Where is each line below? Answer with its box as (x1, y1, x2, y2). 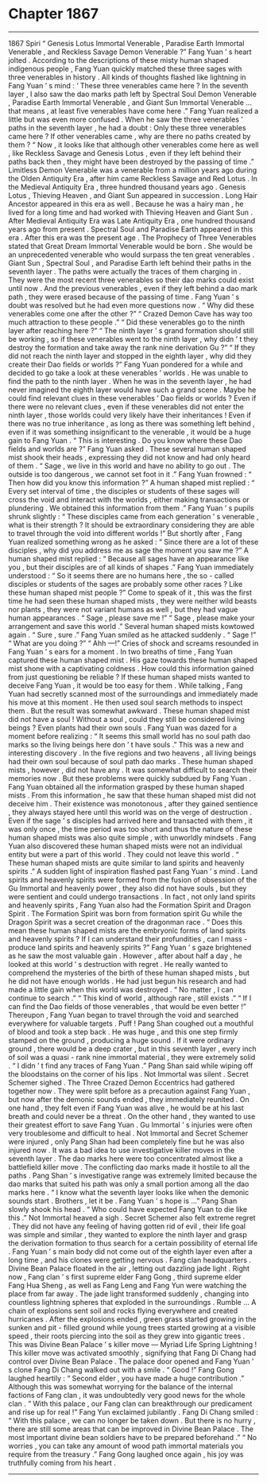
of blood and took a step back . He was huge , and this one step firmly (8, 1027, 238, 1036)
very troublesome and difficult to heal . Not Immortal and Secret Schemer (8, 1128, 249, 1138)
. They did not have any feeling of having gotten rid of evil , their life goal (8, 1221, 246, 1231)
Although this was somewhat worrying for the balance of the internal (8, 1381, 233, 1392)
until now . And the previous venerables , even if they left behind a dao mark (8, 283, 258, 293)
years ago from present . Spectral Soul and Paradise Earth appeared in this (8, 224, 253, 234)
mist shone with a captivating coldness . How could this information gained (8, 663, 254, 673)
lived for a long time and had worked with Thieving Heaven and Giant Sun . (8, 208, 253, 217)
